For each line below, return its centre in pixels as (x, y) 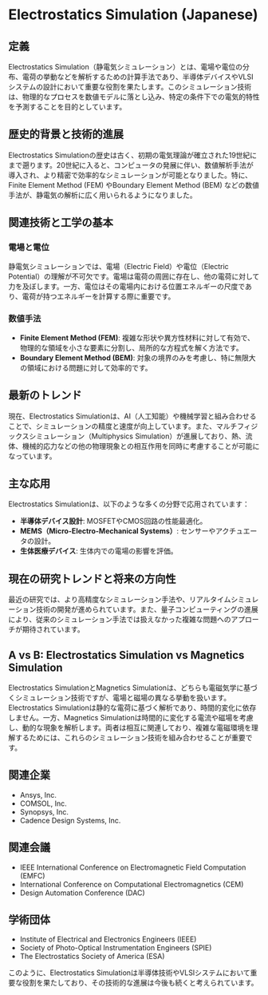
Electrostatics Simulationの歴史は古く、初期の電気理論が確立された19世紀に (133, 155)
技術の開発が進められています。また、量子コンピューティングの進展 (147, 609)
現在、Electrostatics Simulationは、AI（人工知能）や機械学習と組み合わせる (132, 416)
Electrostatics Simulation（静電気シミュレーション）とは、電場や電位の (126, 67)
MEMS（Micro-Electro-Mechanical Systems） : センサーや (118, 531)
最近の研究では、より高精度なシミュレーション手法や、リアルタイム (120, 600)
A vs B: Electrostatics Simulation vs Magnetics (126, 655)
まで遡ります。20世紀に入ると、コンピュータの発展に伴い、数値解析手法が (131, 165)
